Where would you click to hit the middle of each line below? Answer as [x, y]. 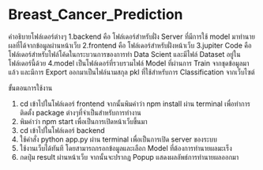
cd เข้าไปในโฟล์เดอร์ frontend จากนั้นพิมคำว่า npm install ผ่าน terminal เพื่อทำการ [135, 104]
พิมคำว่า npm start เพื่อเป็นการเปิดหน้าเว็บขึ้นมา [83, 121]
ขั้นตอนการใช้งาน [30, 88]
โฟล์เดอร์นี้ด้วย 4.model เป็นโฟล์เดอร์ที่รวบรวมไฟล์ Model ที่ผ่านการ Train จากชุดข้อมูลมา [129, 63]
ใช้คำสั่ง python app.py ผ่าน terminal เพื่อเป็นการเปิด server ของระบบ [118, 139]
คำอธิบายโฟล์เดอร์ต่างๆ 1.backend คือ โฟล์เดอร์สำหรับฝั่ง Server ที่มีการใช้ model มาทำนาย [131, 36]
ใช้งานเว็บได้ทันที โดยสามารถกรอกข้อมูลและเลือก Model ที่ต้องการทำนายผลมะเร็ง [126, 148]
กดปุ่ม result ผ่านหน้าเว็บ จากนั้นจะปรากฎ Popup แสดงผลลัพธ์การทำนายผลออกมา [129, 157]
